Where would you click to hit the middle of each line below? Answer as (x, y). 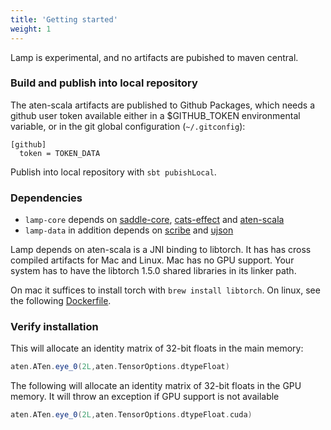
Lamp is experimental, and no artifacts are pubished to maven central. (154, 57)
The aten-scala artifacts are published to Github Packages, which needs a (163, 105)
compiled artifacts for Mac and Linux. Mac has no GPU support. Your (152, 260)
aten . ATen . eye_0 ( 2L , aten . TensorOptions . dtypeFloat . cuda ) (131, 415)
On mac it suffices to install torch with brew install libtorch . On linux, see (165, 290)
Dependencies (46, 198)
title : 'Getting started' (64, 19)
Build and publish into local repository (104, 83)
